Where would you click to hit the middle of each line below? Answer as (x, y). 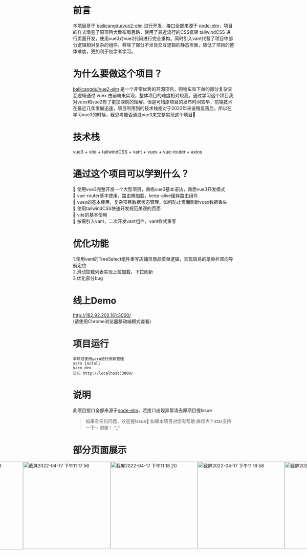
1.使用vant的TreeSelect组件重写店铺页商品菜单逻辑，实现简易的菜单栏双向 (151, 259)
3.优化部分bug (88, 278)
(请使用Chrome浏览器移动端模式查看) (112, 321)
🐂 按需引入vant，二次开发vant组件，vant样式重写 (125, 221)
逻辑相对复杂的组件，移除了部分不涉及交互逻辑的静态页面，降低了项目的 (153, 45)
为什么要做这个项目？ (118, 74)
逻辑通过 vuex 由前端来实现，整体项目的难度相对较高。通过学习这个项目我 (155, 95)
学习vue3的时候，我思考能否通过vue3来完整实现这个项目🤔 (134, 114)
